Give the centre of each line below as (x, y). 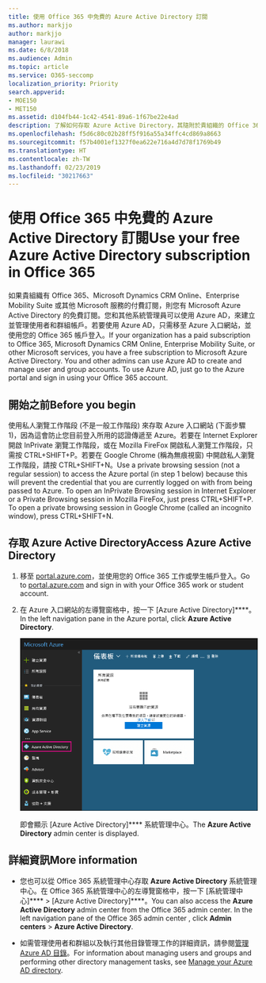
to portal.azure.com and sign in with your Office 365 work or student (131, 585)
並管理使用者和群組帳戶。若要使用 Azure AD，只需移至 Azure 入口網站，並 (130, 325)
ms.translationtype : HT (47, 151)
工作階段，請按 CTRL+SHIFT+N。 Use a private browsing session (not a (124, 465)
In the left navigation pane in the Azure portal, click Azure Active (125, 618)
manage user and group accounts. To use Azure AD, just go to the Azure (127, 370)
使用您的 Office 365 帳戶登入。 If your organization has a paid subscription (129, 335)
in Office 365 (52, 273)
